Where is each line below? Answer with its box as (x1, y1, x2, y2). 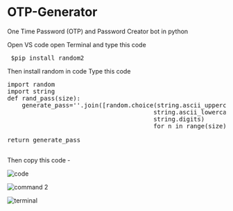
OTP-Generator (7, 4, 98, 20)
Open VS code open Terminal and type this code (7, 40, 147, 49)
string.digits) (153, 115, 205, 123)
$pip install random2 (10, 53, 85, 62)
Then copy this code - (7, 155, 71, 164)
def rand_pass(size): (7, 94, 81, 102)
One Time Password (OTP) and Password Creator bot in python (7, 27, 189, 35)
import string (7, 87, 55, 95)
